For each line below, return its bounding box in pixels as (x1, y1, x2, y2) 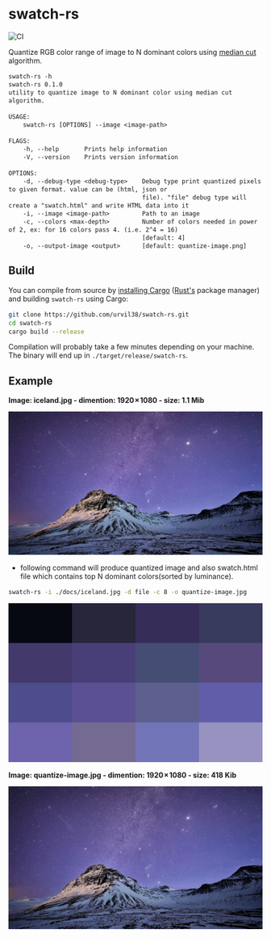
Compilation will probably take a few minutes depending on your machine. (8, 342, 255, 352)
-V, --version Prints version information (23, 153, 179, 161)
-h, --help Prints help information (23, 144, 168, 153)
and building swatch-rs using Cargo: (8, 294, 129, 304)
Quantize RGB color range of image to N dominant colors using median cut (8, 47, 256, 57)
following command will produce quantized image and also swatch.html (19, 563, 258, 572)
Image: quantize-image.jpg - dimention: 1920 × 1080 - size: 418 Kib (8, 770, 237, 780)
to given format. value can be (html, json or (8, 185, 168, 194)
